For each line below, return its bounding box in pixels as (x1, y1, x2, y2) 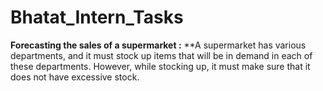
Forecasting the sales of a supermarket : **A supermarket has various (10, 39, 307, 51)
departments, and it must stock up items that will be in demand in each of (10, 49, 313, 61)
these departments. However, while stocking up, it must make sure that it (10, 60, 311, 72)
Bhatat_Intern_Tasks (10, 6, 184, 29)
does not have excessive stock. (10, 71, 140, 83)
